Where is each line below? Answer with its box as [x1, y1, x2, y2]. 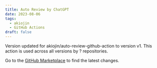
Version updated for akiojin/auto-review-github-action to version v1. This [5, 43, 152, 49]
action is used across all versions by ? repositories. [5, 48, 108, 54]
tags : [5, 16, 16, 21]
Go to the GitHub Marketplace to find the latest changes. [5, 58, 119, 63]
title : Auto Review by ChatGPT [5, 7, 69, 12]
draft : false [5, 30, 32, 34]
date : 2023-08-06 [5, 12, 41, 17]
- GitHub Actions [9, 25, 45, 30]
